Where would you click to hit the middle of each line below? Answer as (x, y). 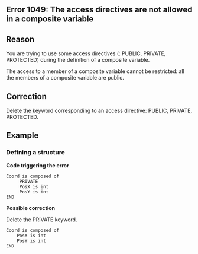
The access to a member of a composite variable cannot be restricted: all (95, 71)
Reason (20, 39)
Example (22, 136)
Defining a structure (35, 153)
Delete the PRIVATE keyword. (42, 220)
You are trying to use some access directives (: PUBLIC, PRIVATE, (86, 53)
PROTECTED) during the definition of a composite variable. (78, 60)
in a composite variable (50, 19)
